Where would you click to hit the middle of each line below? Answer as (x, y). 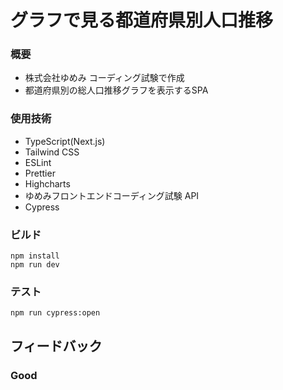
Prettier (40, 173)
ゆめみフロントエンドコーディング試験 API (112, 195)
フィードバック (56, 346)
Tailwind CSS (52, 152)
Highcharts (47, 183)
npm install (35, 256)
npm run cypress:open (55, 313)
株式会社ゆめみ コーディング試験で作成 (104, 78)
